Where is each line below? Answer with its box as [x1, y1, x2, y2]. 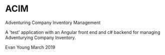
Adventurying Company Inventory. [5, 34, 76, 40]
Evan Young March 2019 [5, 44, 55, 50]
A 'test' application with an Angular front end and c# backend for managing [5, 29, 160, 35]
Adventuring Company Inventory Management [5, 19, 101, 25]
